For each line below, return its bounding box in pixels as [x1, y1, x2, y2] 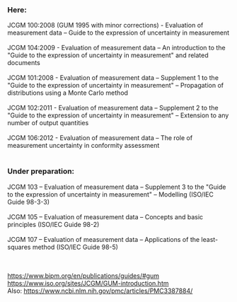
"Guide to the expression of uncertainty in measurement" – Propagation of [7, 81, 224, 90]
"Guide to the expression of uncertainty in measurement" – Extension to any [7, 111, 229, 120]
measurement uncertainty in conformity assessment [7, 141, 160, 150]
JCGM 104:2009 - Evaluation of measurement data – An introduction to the [7, 44, 226, 52]
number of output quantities [7, 119, 89, 127]
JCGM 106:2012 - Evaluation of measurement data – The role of [7, 134, 193, 142]
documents [7, 59, 40, 67]
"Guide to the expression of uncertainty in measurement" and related [7, 51, 209, 59]
